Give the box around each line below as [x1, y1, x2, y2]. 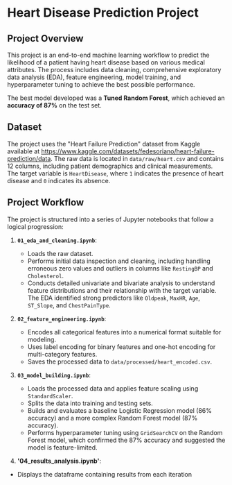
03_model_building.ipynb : [17, 371, 91, 379]
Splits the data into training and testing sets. [27, 399, 154, 407]
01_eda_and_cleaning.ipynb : [17, 236, 97, 244]
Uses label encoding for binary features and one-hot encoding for [27, 342, 216, 351]
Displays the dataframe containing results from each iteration [17, 470, 193, 478]
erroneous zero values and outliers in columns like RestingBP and [27, 264, 213, 272]
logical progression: [7, 222, 64, 230]
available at [7, 147, 40, 155]
